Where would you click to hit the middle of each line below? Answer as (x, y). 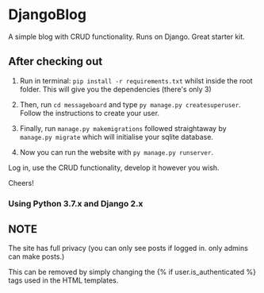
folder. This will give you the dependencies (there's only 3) (115, 89)
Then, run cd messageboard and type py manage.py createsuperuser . (130, 104)
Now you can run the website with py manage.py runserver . (117, 152)
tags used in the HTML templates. (63, 280)
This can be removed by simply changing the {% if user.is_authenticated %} (132, 272)
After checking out (55, 62)
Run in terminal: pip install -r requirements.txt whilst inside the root (136, 80)
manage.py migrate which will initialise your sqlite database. (117, 137)
